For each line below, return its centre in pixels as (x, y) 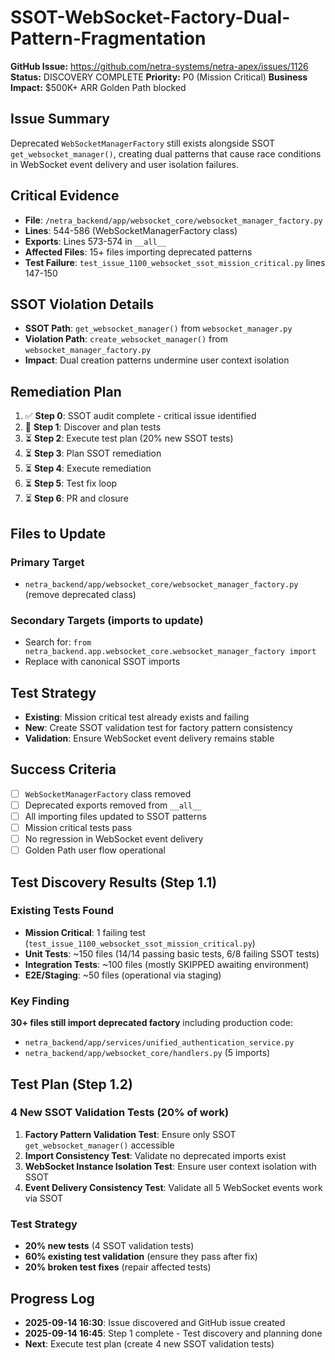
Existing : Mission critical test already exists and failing (137, 717)
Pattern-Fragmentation (108, 38)
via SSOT (44, 1198)
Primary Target (47, 562)
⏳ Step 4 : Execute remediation (88, 468)
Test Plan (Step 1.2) (71, 1084)
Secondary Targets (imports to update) (107, 620)
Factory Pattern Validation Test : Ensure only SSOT (130, 1134)
